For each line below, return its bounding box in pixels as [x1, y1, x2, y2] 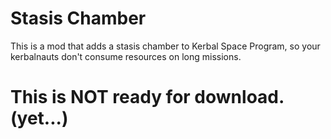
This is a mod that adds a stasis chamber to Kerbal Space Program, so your [10, 40, 321, 52]
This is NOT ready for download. [10, 86, 285, 109]
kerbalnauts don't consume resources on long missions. [10, 50, 242, 62]
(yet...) [10, 107, 69, 130]
